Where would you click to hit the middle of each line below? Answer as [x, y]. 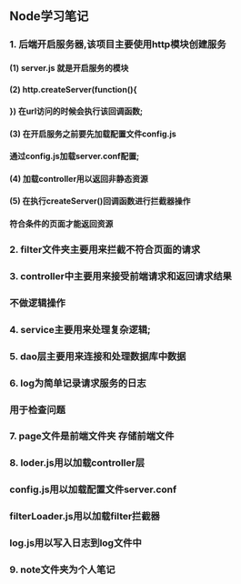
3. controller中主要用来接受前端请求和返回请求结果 [120, 276]
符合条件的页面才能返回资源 [61, 224]
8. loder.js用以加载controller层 [77, 463]
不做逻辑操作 [38, 303]
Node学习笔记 [49, 16]
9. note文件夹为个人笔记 [62, 569]
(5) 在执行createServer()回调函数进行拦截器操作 [100, 201]
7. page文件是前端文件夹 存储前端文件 [92, 437]
